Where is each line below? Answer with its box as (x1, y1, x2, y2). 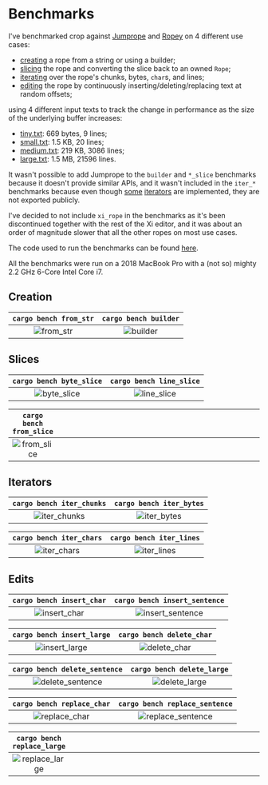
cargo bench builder (101, 313, 180, 323)
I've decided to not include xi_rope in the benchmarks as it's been (8, 210, 226, 220)
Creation (8, 290, 53, 304)
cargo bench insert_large (12, 631, 111, 640)
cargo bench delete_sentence (12, 665, 123, 674)
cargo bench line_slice (110, 377, 201, 385)
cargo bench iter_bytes (114, 499, 205, 508)
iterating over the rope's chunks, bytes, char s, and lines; (19, 72, 205, 82)
